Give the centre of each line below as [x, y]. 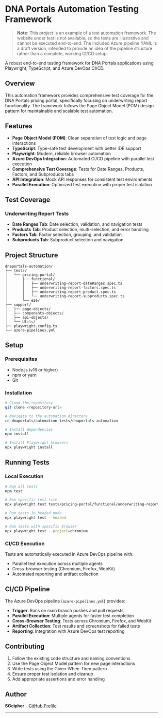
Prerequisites [21, 359]
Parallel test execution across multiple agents [57, 563]
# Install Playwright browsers [37, 443]
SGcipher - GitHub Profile [31, 706]
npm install [17, 434]
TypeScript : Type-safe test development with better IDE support [77, 148]
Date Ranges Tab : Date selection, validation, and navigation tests [77, 224]
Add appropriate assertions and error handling [58, 679]
